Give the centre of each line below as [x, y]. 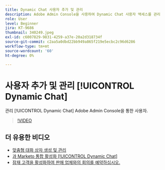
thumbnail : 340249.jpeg [30, 33]
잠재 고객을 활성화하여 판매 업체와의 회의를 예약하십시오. [66, 163]
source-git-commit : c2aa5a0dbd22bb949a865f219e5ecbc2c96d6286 [70, 42]
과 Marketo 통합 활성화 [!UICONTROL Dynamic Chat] [65, 156]
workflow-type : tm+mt [27, 46]
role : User [16, 19]
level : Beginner [22, 23]
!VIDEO [24, 121]
